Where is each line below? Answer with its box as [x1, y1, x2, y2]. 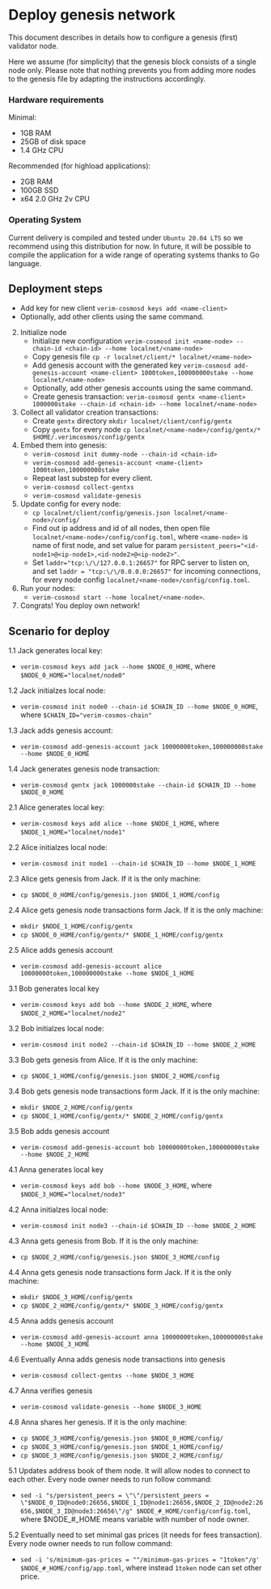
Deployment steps [8, 282, 103, 295]
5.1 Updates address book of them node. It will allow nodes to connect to [8, 1466, 251, 1476]
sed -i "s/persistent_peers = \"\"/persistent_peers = [19, 1492, 210, 1500]
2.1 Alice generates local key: [8, 803, 105, 813]
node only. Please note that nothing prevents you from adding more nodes [8, 65, 256, 74]
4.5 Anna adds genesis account [8, 1316, 114, 1326]
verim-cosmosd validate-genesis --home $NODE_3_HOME [19, 1403, 202, 1412]
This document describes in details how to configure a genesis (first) [8, 32, 239, 42]
